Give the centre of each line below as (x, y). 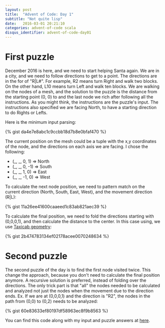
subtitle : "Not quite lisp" (34, 19)
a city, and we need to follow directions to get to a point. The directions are (81, 76)
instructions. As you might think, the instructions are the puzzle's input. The (82, 102)
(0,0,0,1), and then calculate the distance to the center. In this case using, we (83, 221)
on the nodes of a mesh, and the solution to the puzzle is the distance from (81, 91)
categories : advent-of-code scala (41, 28)
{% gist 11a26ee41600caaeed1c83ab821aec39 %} (56, 206)
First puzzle (30, 57)
